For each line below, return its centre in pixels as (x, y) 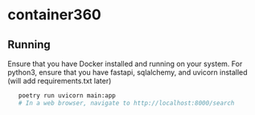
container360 (54, 15)
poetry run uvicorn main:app (67, 96)
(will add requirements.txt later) (60, 81)
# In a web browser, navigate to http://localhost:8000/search (126, 103)
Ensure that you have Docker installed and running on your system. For (125, 64)
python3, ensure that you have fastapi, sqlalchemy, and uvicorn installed (127, 72)
